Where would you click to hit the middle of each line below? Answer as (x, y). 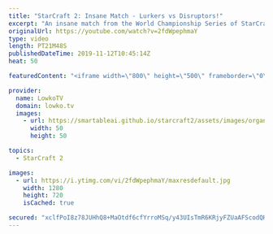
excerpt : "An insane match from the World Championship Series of (123, 24)
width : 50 (46, 128)
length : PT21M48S (38, 46)
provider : (25, 90)
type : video (28, 39)
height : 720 (43, 196)
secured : (23, 218)
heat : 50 (23, 62)
